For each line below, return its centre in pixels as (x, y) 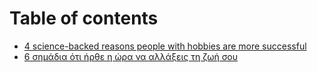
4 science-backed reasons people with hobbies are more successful (165, 46)
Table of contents (84, 18)
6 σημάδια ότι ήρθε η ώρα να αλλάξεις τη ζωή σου (130, 56)
